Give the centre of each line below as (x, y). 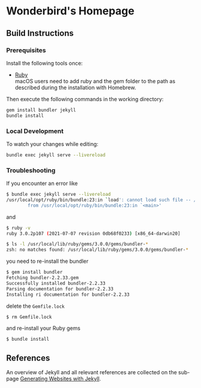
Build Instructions (40, 33)
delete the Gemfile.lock (35, 306)
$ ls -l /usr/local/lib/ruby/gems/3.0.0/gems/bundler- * (77, 244)
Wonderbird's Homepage (70, 11)
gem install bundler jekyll (41, 110)
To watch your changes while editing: (52, 144)
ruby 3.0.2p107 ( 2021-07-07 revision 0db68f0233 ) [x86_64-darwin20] (93, 234)
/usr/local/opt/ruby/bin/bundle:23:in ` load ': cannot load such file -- (99, 200)
